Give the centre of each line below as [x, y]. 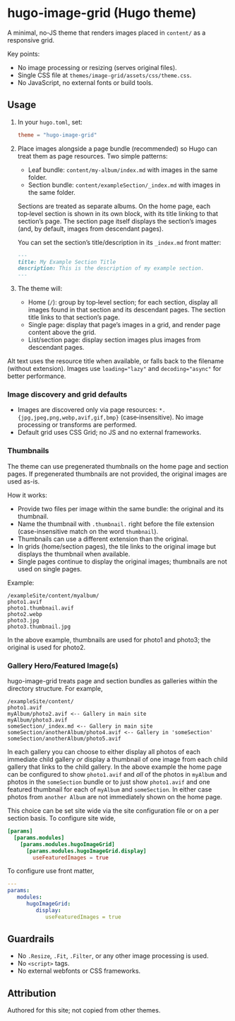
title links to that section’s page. [74, 317]
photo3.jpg [23, 620]
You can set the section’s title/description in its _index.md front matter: [119, 242]
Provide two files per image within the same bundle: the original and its [121, 508]
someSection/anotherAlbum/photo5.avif [64, 739]
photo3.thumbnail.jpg [39, 627]
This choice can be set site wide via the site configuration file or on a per [113, 811]
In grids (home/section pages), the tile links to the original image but [117, 546]
